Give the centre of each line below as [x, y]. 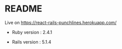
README [23, 9]
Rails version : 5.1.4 [31, 42]
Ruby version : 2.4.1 [32, 32]
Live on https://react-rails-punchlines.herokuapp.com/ [61, 22]
